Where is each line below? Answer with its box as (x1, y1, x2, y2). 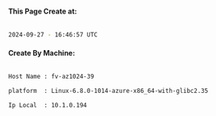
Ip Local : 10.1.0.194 (8, 102, 88, 110)
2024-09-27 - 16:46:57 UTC (8, 31, 98, 39)
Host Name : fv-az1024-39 (8, 72, 94, 81)
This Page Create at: (8, 6, 77, 16)
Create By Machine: (8, 48, 76, 57)
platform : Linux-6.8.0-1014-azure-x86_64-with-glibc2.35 (8, 87, 209, 95)
